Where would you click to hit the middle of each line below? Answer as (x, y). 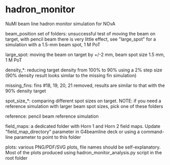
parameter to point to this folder (47, 137)
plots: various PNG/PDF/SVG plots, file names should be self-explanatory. (83, 147)
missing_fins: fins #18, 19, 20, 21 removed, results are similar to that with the (85, 85)
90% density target (26, 90)
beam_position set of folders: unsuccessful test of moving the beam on (80, 33)
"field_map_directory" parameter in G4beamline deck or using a (72, 132)
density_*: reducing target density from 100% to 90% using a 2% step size (84, 70)
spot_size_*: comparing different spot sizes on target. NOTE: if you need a (83, 101)
